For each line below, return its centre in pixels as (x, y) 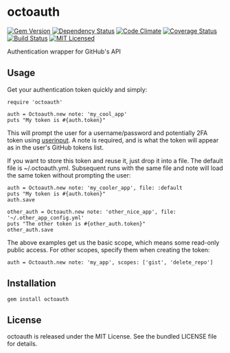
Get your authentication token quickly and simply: (77, 89)
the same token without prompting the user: (69, 175)
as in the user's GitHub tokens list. (56, 147)
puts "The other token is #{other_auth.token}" (77, 223)
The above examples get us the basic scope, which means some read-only (113, 242)
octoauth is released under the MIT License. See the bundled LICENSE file (112, 337)
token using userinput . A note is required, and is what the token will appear (113, 140)
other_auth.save (30, 230)
